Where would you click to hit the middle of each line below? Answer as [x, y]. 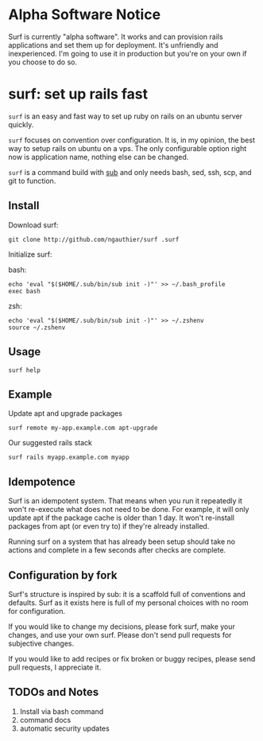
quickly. [21, 124]
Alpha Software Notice [85, 15]
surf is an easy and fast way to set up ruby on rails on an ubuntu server [126, 116]
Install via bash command [62, 711]
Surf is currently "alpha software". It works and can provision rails [116, 37]
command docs [45, 720]
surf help [25, 370]
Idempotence [42, 481]
